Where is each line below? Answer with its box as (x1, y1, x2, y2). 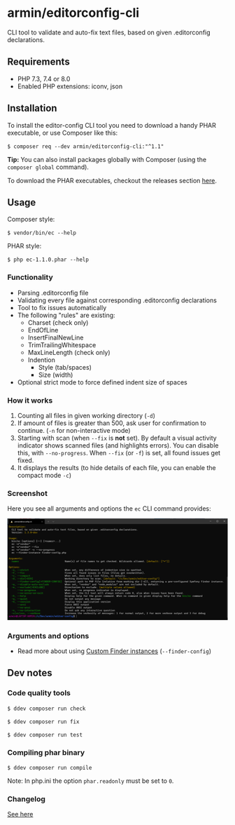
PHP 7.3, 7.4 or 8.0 (17, 74, 71, 83)
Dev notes (7, 667, 52, 679)
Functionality (7, 272, 54, 282)
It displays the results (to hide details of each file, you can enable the (17, 463, 216, 471)
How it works (7, 395, 53, 405)
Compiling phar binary (7, 747, 85, 757)
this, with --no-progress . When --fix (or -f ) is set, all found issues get (17, 448, 221, 457)
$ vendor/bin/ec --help (7, 229, 77, 236)
